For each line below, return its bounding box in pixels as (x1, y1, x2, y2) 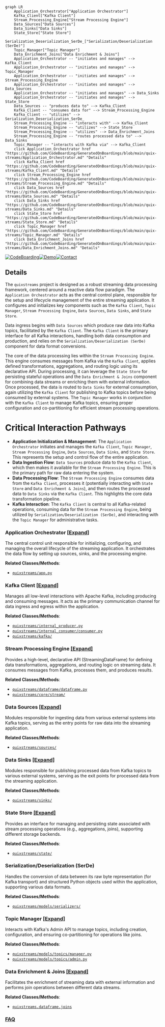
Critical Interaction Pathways (5, 422, 126, 433)
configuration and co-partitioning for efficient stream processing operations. (5, 405, 160, 411)
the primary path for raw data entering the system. (12, 469, 114, 475)
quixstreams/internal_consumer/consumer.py (12, 629, 103, 634)
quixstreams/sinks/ (12, 798, 53, 803)
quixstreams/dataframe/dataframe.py (12, 687, 87, 692)
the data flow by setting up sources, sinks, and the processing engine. (5, 551, 147, 557)
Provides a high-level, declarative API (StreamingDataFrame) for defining (5, 656, 153, 662)
